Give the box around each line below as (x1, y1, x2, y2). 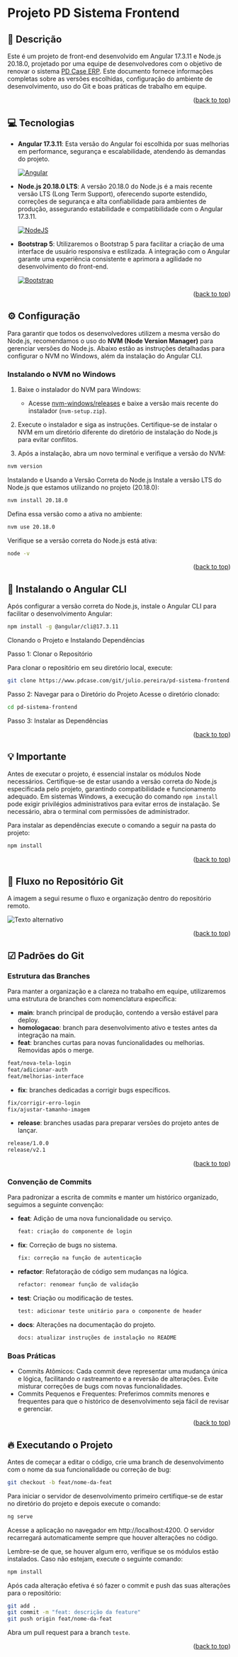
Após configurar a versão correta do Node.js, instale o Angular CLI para (7, 602, 217, 611)
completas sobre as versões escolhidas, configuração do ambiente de (7, 74, 212, 83)
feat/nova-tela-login (7, 1060, 72, 1067)
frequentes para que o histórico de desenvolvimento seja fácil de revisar (17, 1397, 229, 1406)
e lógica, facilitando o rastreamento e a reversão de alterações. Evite (17, 1374, 218, 1383)
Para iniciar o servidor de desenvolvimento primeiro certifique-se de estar (7, 1491, 224, 1500)
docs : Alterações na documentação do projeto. (17, 1320, 156, 1329)
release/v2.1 (7, 1146, 46, 1154)
